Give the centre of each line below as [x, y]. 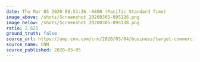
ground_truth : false [32, 34]
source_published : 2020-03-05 [44, 50]
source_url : [21, 39]
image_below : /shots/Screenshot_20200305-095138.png [73, 22]
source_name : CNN [28, 45]
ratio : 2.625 [22, 28]
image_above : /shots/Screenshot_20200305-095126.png [73, 17]
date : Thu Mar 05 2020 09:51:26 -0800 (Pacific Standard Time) [86, 12]
